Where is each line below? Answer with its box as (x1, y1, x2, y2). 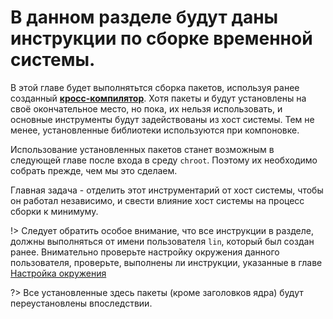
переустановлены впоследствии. (10, 297, 153, 309)
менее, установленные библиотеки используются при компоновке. (10, 124, 300, 136)
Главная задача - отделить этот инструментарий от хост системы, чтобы (10, 184, 324, 196)
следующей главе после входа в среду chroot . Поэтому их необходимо (10, 154, 318, 166)
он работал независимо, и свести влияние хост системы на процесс (10, 194, 305, 206)
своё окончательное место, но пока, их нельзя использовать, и (10, 102, 283, 115)
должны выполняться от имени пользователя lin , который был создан (10, 235, 315, 247)
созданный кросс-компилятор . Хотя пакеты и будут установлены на (10, 92, 307, 104)
